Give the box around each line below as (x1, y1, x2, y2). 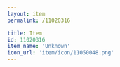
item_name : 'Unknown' (7, 43, 71, 50)
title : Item (7, 30, 42, 37)
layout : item (7, 10, 46, 18)
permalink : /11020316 (7, 17, 71, 24)
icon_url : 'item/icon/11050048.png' (7, 49, 114, 56)
